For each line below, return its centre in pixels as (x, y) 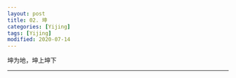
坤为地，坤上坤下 (32, 61)
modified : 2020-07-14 (39, 40)
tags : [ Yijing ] (29, 33)
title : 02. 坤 (27, 20)
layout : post (26, 14)
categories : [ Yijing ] (39, 26)
